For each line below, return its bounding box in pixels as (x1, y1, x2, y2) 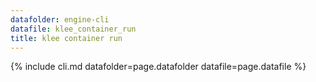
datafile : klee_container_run (10, 24, 137, 34)
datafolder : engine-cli (10, 14, 110, 25)
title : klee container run (10, 33, 123, 43)
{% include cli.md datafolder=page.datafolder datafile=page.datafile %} (10, 61, 307, 73)
